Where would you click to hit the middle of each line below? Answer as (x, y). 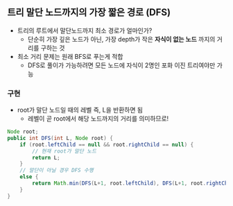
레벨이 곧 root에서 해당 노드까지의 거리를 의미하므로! (98, 119)
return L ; (46, 157)
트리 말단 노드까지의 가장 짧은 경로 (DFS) (89, 12)
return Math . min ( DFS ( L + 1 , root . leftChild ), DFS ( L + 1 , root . (119, 183)
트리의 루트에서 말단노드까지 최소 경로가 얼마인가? (85, 31)
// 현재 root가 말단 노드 (64, 151)
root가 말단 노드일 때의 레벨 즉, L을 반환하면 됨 (80, 110)
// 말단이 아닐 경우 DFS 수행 (57, 171)
